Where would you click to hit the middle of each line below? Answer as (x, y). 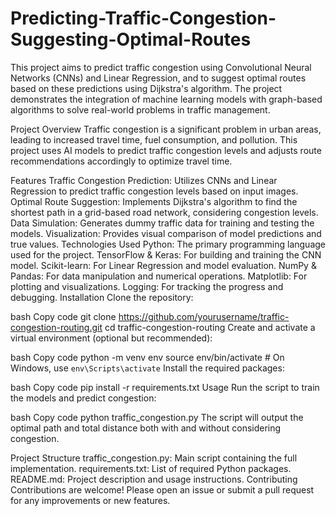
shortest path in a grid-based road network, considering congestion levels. (164, 212)
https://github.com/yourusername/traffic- (204, 316)
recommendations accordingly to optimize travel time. (121, 161)
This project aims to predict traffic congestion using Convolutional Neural (161, 67)
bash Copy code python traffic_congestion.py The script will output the (157, 417)
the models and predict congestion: (83, 398)
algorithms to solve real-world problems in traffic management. (140, 109)
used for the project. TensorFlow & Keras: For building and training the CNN (166, 254)
